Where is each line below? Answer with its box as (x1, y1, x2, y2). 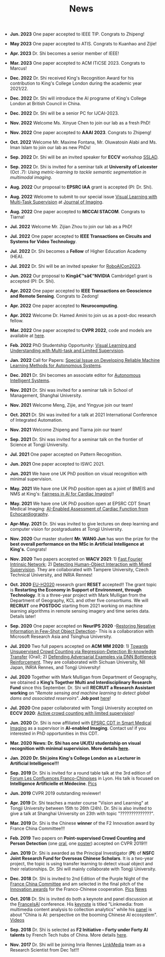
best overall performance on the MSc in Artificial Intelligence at (9, 541, 145, 547)
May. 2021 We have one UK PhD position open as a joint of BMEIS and (9, 485, 155, 491)
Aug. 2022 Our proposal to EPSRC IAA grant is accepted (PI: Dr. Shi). (9, 184, 153, 190)
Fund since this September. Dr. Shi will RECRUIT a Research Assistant (9, 685, 156, 691)
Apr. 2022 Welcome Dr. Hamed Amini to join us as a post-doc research (9, 313, 157, 319)
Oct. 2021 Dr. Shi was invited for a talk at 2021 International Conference (9, 412, 158, 418)
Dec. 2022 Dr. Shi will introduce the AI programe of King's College (9, 95, 147, 101)
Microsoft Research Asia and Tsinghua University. (9, 634, 112, 639)
